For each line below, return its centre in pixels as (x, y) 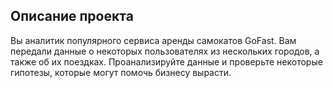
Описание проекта (72, 16)
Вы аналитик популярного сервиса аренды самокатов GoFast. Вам (153, 40)
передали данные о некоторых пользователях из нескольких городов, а (165, 51)
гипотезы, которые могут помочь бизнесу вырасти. (121, 72)
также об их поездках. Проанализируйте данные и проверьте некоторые (166, 61)
